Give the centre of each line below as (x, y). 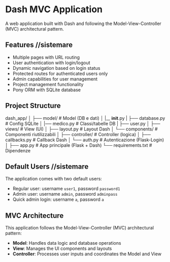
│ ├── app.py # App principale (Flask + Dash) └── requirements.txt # (79, 145)
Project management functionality (48, 84)
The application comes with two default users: (54, 179)
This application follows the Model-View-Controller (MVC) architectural (79, 228)
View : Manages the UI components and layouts (62, 249)
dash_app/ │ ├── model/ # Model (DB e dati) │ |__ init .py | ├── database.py (85, 118)
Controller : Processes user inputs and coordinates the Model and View (87, 254)
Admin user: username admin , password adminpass (65, 194)
